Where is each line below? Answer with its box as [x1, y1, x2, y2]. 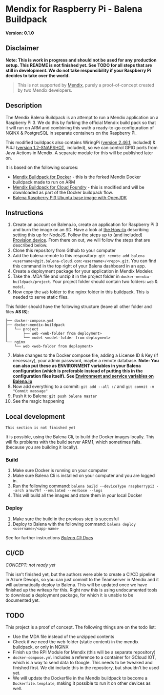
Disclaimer [5, 44, 39, 52]
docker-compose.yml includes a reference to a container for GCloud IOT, [12, 654, 156, 660]
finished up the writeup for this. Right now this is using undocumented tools [5, 587, 158, 593]
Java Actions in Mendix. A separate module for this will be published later [5, 150, 153, 156]
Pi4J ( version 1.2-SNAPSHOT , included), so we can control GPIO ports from [5, 144, 158, 150]
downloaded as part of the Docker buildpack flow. [12, 189, 114, 195]
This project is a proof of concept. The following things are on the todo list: [5, 624, 156, 630]
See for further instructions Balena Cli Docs [5, 534, 93, 540]
